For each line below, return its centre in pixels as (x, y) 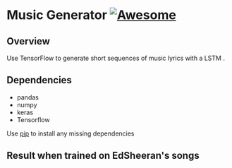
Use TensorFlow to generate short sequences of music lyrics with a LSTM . (116, 58)
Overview (29, 41)
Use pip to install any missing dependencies (71, 133)
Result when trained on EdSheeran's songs (103, 156)
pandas (28, 97)
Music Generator (57, 15)
